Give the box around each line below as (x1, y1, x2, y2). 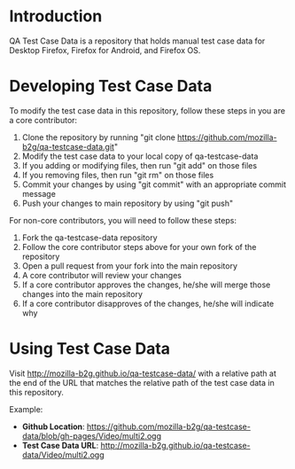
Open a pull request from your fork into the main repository (21, 260, 237, 271)
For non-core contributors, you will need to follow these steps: (9, 215, 237, 225)
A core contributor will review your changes (21, 270, 182, 280)
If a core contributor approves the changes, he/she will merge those (21, 279, 271, 290)
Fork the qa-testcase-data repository (21, 232, 158, 243)
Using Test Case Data (9, 339, 171, 359)
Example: (9, 403, 43, 414)
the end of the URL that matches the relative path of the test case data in (9, 377, 275, 387)
